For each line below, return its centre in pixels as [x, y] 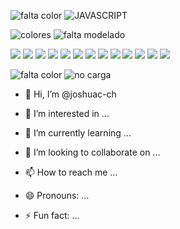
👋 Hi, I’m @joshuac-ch [70, 94]
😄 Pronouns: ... [57, 195]
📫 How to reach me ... [71, 172]
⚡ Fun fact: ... [52, 215]
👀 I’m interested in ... [67, 113]
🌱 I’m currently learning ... [78, 133]
